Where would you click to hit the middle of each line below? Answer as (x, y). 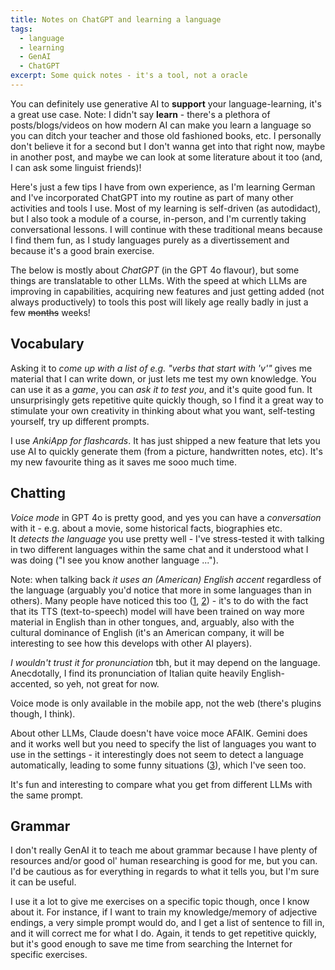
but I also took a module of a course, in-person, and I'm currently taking (158, 218)
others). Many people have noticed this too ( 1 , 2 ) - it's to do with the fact (159, 600)
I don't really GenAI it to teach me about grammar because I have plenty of (164, 850)
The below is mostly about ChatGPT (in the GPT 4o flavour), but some (155, 270)
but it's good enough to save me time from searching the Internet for (151, 944)
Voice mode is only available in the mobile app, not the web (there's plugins (166, 703)
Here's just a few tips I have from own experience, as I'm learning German (163, 187)
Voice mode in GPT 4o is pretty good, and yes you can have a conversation (166, 517)
